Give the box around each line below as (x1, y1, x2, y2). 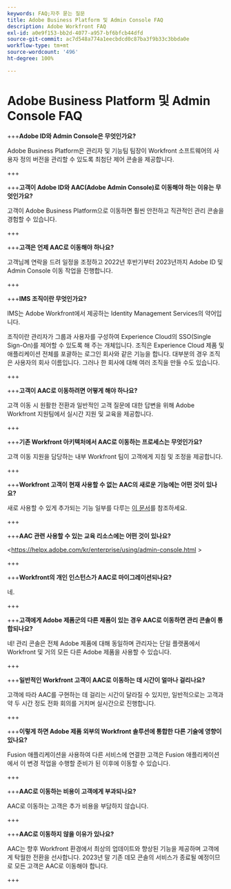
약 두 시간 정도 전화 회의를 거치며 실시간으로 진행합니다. (7, 698, 157, 707)
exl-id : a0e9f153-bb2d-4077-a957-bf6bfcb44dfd (7, 29, 143, 37)
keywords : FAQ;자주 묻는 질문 (7, 10, 86, 17)
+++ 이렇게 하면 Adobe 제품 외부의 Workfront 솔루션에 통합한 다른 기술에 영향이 (7, 727, 222, 735)
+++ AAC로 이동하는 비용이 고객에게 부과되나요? (7, 787, 137, 795)
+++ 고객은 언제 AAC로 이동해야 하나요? (7, 243, 114, 251)
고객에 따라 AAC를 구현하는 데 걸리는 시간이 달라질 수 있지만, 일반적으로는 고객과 (7, 690, 224, 698)
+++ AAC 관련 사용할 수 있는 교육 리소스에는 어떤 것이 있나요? (7, 531, 171, 540)
